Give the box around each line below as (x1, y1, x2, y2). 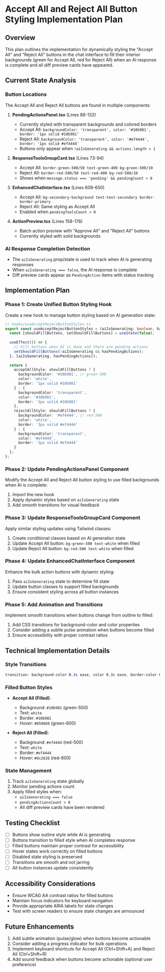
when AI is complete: (5, 482, 48, 488)
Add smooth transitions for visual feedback (12, 502, 100, 508)
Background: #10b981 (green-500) (19, 704, 88, 710)
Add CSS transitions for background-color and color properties (12, 622, 140, 628)
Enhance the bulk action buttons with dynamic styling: (5, 569, 115, 575)
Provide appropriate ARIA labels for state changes (12, 903, 114, 909)
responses (12, 261, 34, 267)
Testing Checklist (5, 819, 60, 827)
